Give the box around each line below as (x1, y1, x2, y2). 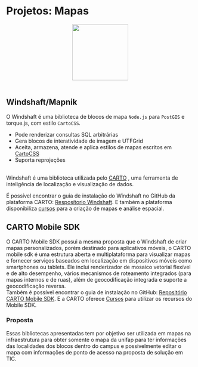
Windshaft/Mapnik (6, 97, 78, 107)
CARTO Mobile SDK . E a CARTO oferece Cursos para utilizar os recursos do (6, 295, 193, 302)
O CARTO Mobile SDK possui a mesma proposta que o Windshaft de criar (6, 238, 187, 245)
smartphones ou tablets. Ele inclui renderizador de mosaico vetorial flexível (6, 263, 191, 270)
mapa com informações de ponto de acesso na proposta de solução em (6, 349, 183, 356)
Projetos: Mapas (6, 4, 89, 18)
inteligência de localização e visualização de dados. (6, 180, 134, 187)
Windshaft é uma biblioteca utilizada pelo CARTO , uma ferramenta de (6, 174, 178, 181)
